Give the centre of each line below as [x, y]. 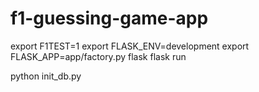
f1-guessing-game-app [109, 18]
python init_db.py [46, 76]
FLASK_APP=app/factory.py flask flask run [98, 56]
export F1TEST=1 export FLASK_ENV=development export [130, 46]
